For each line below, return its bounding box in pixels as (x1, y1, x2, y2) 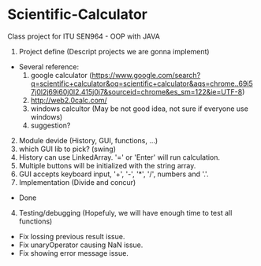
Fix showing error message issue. (18, 248, 129, 257)
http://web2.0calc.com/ (30, 95, 107, 105)
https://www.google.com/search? (91, 70, 201, 79)
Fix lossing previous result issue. (18, 231, 125, 241)
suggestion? (30, 120, 71, 130)
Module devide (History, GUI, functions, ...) (18, 135, 158, 145)
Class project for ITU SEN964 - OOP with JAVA (7, 31, 161, 41)
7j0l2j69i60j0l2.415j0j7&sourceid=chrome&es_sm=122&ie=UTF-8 (30, 87, 243, 96)
